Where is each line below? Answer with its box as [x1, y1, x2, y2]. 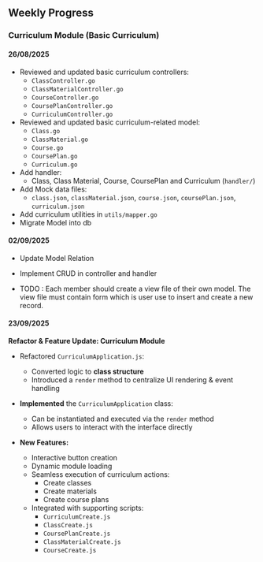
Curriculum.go [31, 161, 78, 169]
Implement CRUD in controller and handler [19, 268, 157, 278]
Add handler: [19, 167, 62, 177]
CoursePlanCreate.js [43, 530, 111, 538]
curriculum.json [31, 203, 85, 210]
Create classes [43, 478, 92, 487]
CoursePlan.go [31, 152, 78, 160]
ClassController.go [31, 76, 96, 85]
